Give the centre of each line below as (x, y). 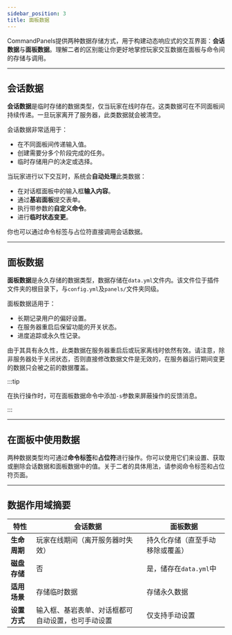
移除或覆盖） (167, 550)
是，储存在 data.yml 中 (181, 569)
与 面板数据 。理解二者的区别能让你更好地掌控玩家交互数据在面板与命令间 (122, 49)
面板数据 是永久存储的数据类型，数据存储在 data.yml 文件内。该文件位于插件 (113, 280)
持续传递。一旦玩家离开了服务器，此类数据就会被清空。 (86, 115)
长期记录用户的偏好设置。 (54, 319)
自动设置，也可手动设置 (74, 620)
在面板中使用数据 (43, 439)
